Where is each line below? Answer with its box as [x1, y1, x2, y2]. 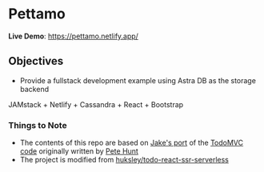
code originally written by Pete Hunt [19, 146, 138, 156]
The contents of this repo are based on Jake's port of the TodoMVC [19, 138, 244, 148]
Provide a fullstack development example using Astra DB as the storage [19, 75, 256, 85]
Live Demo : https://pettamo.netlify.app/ [8, 31, 138, 41]
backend [19, 84, 50, 94]
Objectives [8, 54, 64, 68]
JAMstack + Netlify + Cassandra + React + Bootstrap [8, 99, 184, 109]
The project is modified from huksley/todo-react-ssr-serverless [19, 155, 230, 165]
